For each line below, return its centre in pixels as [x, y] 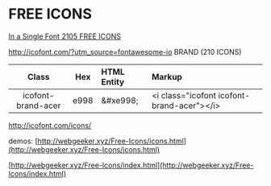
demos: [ [23, 141]
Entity [113, 81]
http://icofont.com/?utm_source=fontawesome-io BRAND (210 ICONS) [125, 52]
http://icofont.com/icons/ [50, 125]
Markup [167, 76]
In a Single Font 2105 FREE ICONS [65, 36]
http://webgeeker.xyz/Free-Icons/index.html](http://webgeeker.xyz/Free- [132, 165]
